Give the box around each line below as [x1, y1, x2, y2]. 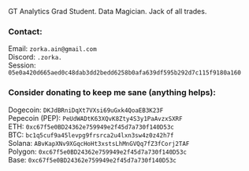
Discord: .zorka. [8, 53, 62, 62]
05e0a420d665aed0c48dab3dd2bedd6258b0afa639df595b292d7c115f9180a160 [8, 69, 242, 77]
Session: [8, 60, 37, 70]
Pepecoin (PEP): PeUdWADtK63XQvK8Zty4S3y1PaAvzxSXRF [8, 113, 183, 122]
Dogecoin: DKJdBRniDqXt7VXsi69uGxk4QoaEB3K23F [8, 105, 164, 115]
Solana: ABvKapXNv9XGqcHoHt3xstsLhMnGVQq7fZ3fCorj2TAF [8, 138, 190, 147]
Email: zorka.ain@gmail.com [8, 44, 97, 53]
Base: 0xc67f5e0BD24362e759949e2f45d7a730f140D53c [8, 155, 177, 164]
